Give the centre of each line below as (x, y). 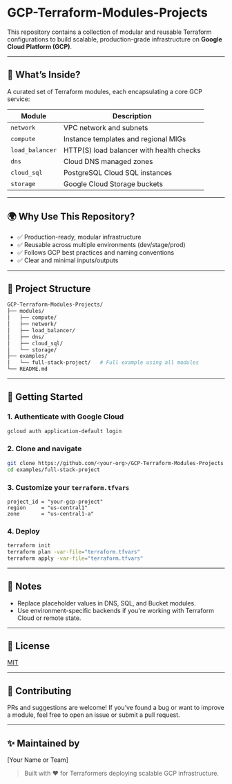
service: (19, 99)
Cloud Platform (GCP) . (40, 46)
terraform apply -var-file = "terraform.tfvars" (75, 558)
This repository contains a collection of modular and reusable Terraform (109, 32)
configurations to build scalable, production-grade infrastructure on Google (115, 39)
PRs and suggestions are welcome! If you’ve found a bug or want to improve (116, 708)
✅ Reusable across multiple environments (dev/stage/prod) (101, 244)
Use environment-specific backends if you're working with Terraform (115, 610)
